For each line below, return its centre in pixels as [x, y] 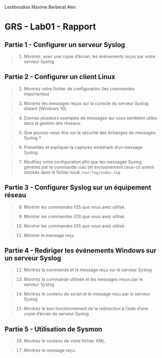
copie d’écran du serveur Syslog [56, 314]
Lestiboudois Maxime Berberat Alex [40, 7]
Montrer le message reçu [49, 235]
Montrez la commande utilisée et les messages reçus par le [83, 279]
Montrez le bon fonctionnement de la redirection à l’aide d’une [86, 309]
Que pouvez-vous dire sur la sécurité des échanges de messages [90, 132]
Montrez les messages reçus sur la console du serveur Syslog [86, 103]
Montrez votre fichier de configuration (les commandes [79, 89]
